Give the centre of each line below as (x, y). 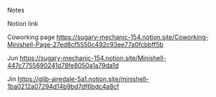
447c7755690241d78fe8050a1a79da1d (63, 65)
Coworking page (31, 37)
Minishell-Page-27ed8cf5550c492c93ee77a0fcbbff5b (86, 44)
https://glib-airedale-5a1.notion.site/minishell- (83, 79)
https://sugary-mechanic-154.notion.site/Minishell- (93, 58)
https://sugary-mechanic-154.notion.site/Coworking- (132, 37)
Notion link (23, 23)
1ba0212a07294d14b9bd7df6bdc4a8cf (63, 86)
